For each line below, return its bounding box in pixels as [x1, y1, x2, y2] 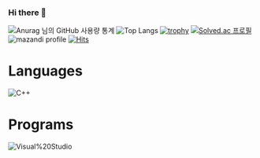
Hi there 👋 [8, 7, 47, 18]
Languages [8, 62, 83, 80]
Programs [8, 116, 74, 134]
